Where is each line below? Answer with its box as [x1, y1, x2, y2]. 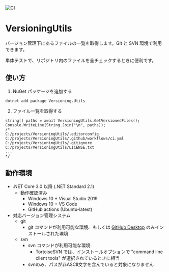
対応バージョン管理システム [12, 212, 71, 219]
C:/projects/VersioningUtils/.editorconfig [5, 131, 99, 137]
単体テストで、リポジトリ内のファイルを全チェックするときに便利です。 [5, 57, 157, 63]
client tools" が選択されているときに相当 [35, 255, 120, 261]
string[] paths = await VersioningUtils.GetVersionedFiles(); [5, 118, 140, 123]
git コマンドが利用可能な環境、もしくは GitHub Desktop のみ [27, 224, 155, 230]
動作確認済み [20, 189, 47, 196]
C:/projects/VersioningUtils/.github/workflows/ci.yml [5, 135, 124, 141]
